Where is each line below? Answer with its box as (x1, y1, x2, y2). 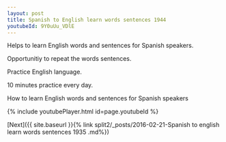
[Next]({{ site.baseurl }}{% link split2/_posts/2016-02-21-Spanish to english (7, 121, 220, 129)
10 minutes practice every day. (7, 81, 94, 89)
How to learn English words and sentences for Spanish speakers (7, 94, 189, 102)
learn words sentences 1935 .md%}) (7, 128, 109, 137)
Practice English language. (7, 68, 82, 76)
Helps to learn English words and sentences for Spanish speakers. (7, 42, 194, 50)
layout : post (7, 10, 44, 17)
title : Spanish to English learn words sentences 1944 (7, 16, 167, 23)
